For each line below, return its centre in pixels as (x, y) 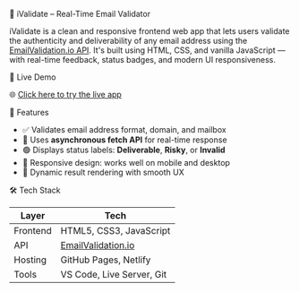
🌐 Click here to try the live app (66, 94)
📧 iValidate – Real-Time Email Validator (80, 14)
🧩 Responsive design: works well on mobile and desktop (126, 163)
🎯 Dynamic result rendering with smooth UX (103, 172)
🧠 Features (29, 112)
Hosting (30, 260)
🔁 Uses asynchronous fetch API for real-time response (124, 140)
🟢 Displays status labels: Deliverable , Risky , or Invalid (124, 150)
